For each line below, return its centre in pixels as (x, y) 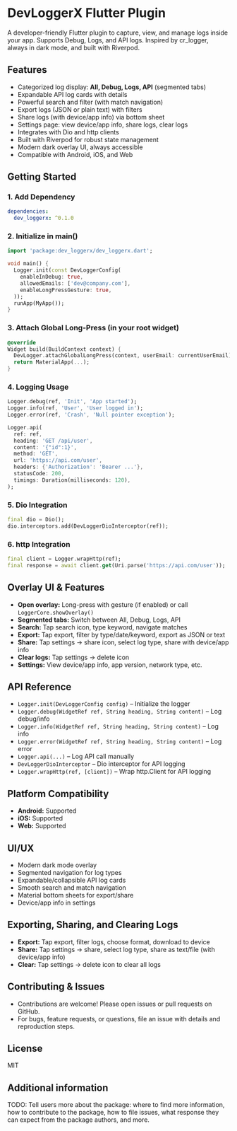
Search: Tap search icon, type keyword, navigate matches (102, 627)
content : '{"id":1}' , (45, 447)
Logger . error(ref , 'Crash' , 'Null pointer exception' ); (91, 415)
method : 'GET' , (36, 454)
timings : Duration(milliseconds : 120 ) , (72, 480)
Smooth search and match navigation (72, 888)
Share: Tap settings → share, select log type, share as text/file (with (116, 949)
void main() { (28, 264)
